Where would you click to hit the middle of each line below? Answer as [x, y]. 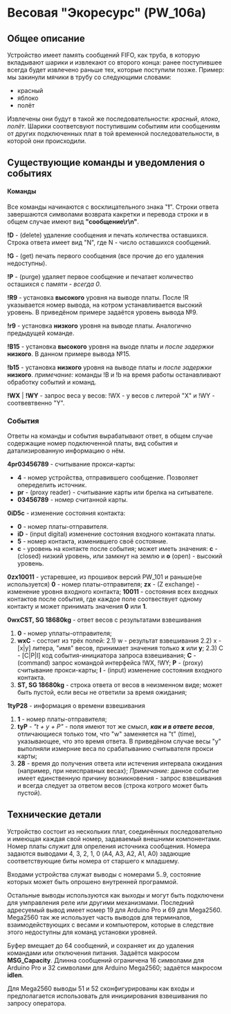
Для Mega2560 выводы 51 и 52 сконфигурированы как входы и [101, 988]
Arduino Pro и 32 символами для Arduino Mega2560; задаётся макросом [115, 967]
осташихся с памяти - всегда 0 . [54, 284]
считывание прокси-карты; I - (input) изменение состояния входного [120, 670]
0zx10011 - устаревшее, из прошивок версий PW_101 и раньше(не [105, 577]
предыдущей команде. [41, 333]
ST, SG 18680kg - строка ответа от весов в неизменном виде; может [120, 684]
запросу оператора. [37, 1003]
